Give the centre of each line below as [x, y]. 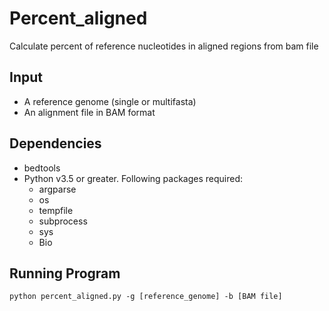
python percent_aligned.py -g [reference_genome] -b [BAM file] [146, 297]
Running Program [65, 273]
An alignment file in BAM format [89, 112]
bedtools [42, 168]
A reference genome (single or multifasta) [110, 101]
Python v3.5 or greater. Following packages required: [133, 178]
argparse [57, 189]
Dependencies [55, 143]
